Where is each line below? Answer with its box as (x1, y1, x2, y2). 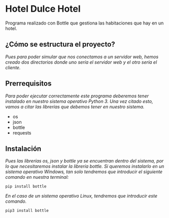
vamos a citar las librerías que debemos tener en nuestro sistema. (5, 103, 145, 110)
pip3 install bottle (5, 208, 49, 213)
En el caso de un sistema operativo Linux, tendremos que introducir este (5, 193, 158, 199)
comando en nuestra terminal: (5, 174, 69, 180)
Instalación (5, 144, 42, 153)
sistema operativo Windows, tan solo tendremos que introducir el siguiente (5, 169, 163, 175)
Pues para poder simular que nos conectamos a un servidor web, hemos (5, 53, 159, 60)
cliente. (5, 64, 21, 70)
